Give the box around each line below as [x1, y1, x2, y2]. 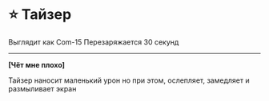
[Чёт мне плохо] [8, 60, 66, 69]
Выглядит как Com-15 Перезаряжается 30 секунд [8, 37, 179, 47]
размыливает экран [8, 84, 77, 93]
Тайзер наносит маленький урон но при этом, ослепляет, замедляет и [8, 76, 250, 85]
